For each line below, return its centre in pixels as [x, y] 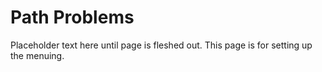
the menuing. [37, 55]
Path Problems [72, 17]
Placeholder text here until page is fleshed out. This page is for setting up [161, 45]
